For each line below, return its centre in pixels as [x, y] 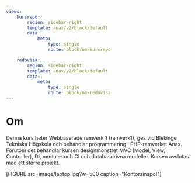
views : [14, 11]
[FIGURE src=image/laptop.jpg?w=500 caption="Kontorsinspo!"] [84, 174]
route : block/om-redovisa [79, 93]
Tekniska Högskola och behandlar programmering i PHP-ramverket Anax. [94, 144]
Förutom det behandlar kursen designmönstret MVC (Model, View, [86, 150]
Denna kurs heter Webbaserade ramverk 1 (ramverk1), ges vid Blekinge [91, 137]
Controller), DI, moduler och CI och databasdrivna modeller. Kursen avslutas [98, 156]
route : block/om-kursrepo [79, 50]
